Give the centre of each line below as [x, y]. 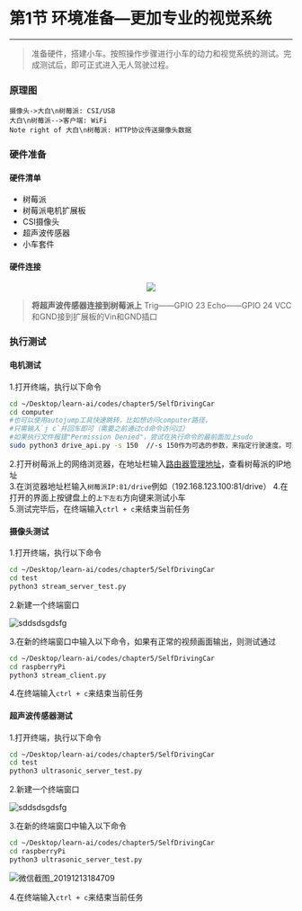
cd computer [31, 412]
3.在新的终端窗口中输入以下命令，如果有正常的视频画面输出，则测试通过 [143, 641]
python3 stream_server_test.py [68, 586]
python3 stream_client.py [58, 675]
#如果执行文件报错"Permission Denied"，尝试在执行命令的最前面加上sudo [131, 437]
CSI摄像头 [41, 222]
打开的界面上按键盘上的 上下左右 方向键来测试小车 [98, 497]
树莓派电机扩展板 [54, 210]
